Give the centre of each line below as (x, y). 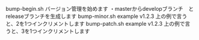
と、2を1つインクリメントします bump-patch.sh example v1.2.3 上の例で (95, 24)
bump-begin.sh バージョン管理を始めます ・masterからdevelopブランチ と (100, 9)
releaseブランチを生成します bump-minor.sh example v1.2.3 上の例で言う (96, 16)
